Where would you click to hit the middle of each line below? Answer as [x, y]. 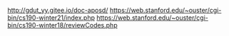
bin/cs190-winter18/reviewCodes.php [62, 25]
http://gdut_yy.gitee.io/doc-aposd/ [58, 10]
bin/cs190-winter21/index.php [51, 18]
